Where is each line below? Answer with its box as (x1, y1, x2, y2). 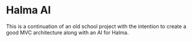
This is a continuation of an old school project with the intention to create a (6, 23, 186, 30)
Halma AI (6, 3, 51, 17)
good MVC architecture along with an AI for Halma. (6, 29, 129, 36)
